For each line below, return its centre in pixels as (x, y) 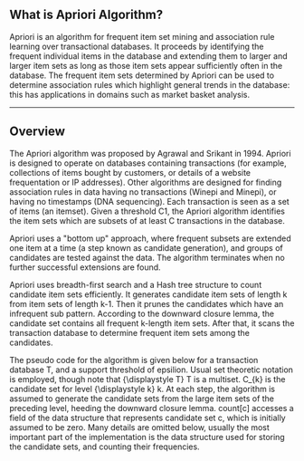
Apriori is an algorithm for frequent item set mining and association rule (142, 36)
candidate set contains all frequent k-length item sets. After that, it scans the (152, 323)
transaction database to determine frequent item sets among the (130, 332)
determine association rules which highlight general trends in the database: (150, 84)
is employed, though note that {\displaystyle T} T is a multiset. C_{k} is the (147, 379)
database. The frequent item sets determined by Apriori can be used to (142, 75)
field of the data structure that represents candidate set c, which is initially (148, 418)
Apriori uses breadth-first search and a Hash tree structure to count (136, 284)
